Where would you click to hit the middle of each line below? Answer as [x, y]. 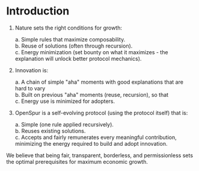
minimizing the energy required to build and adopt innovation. [91, 143]
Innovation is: [32, 70]
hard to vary [30, 88]
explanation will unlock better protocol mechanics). [78, 58]
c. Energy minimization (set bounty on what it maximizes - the [91, 52]
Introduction [38, 11]
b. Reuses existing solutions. [50, 131]
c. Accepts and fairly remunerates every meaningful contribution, [96, 137]
